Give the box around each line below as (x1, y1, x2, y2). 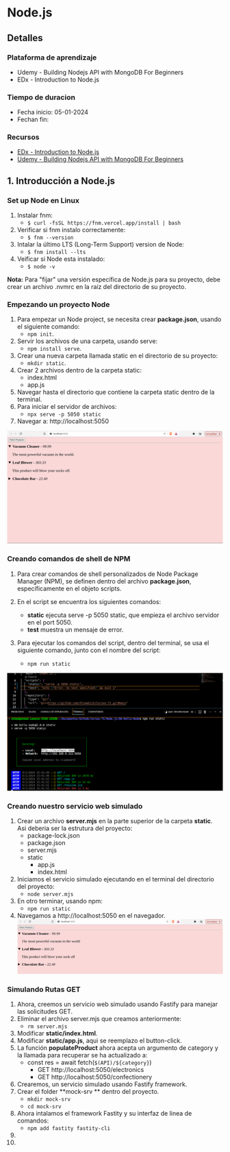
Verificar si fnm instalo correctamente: (16, 226, 126, 234)
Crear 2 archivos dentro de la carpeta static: (16, 366, 142, 375)
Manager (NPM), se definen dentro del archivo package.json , (16, 577, 192, 585)
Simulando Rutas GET (7, 985, 81, 994)
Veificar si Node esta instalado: (16, 255, 105, 263)
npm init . (27, 330, 54, 338)
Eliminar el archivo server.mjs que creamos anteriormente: (16, 1015, 182, 1023)
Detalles (7, 32, 43, 44)
